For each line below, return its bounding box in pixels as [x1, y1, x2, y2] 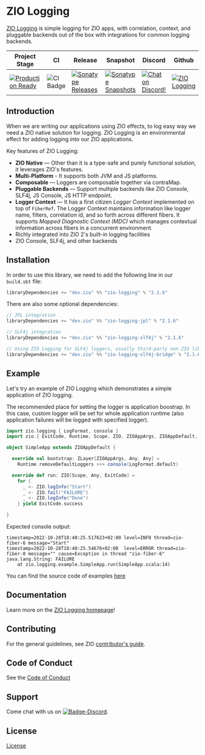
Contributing [6, 624, 56, 634]
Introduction [6, 106, 55, 117]
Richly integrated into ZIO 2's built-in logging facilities [15, 231, 151, 238]
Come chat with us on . [6, 708, 109, 715]
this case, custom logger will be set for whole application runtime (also [6, 409, 184, 417]
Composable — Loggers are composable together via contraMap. [15, 179, 182, 186]
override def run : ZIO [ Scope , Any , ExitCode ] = [12, 472, 135, 478]
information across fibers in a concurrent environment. [15, 224, 153, 231]
